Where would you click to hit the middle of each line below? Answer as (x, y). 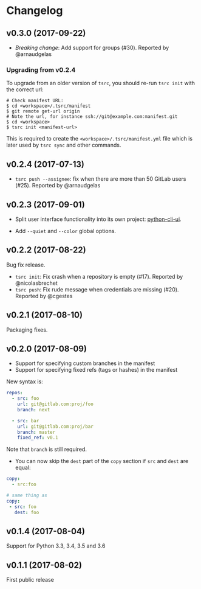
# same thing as (27, 496)
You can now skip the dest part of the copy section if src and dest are (102, 461)
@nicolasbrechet (36, 283)
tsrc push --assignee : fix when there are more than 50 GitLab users (101, 179)
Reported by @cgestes (44, 296)
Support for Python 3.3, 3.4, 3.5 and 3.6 (56, 546)
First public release (30, 580)
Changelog (35, 11)
